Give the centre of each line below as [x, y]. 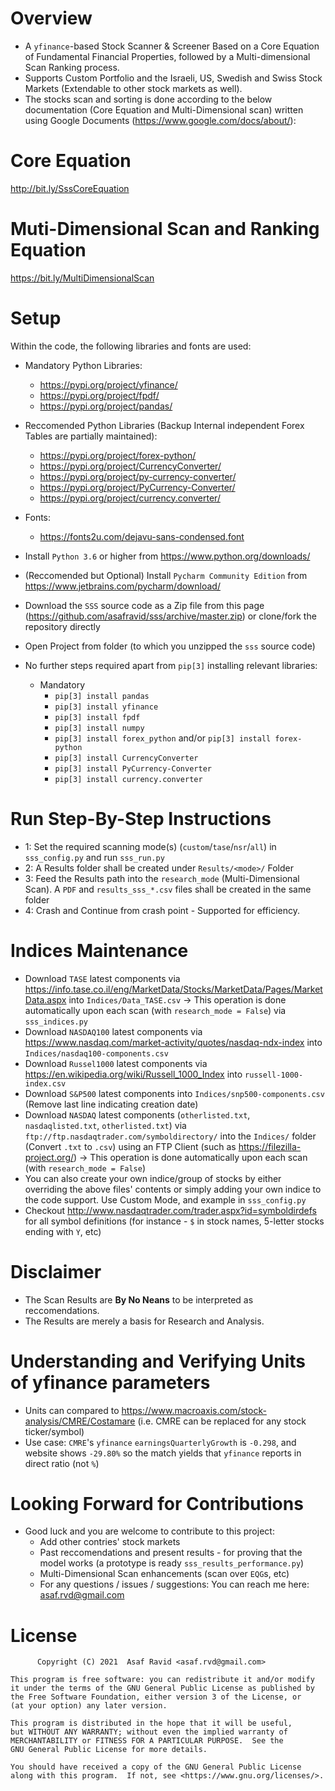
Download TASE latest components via [102, 978]
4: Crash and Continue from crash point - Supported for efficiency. [162, 910]
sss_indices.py [56, 1022]
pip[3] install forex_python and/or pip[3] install [163, 738]
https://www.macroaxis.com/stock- [194, 1410]
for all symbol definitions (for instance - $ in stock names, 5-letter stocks [174, 1221]
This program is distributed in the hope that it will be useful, [151, 1723]
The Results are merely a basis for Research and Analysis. [144, 1321]
